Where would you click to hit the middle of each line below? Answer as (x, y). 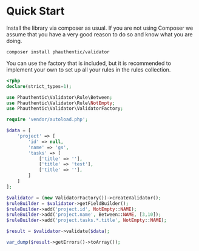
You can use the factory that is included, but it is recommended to (89, 63)
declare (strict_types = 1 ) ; (39, 86)
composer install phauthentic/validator (58, 52)
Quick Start (35, 11)
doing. (14, 41)
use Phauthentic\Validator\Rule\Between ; (59, 97)
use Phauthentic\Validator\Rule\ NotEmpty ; (61, 103)
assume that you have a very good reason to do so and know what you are (99, 34)
